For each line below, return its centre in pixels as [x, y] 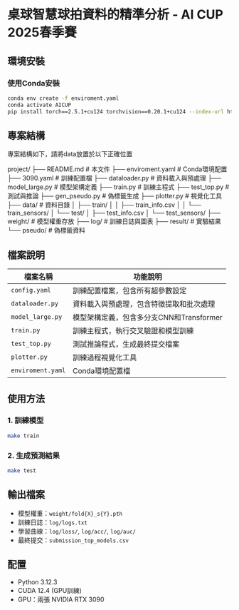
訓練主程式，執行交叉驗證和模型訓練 [133, 331]
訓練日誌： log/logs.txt [52, 522]
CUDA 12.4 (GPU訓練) [49, 591]
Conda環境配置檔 [101, 371]
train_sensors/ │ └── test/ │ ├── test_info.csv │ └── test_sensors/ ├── [114, 213]
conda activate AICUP [39, 105]
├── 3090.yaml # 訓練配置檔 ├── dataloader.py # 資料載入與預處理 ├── [115, 178]
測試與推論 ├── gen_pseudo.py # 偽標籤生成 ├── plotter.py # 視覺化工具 [115, 196]
